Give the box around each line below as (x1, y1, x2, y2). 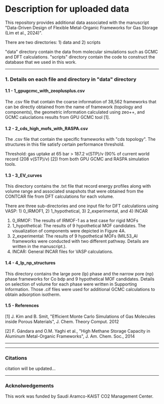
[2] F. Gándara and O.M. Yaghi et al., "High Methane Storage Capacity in (5, 328, 150, 334)
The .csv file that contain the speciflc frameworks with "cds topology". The (5, 136, 156, 142)
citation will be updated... (5, 366, 56, 371)
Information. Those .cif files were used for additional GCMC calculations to (5, 286, 155, 292)
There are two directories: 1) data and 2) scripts (5, 39, 101, 45)
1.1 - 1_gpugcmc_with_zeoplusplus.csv (5, 88, 85, 94)
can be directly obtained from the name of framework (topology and (5, 104, 143, 110)
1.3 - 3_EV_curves (5, 172, 42, 178)
